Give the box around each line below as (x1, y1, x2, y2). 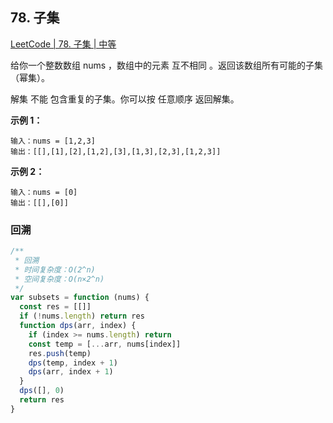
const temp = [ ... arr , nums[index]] (28, 339, 182, 349)
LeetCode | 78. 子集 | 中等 (10, 38, 117, 50)
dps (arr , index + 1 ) (28, 367, 114, 377)
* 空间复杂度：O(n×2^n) (14, 274, 105, 284)
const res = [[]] (19, 302, 92, 312)
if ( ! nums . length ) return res (19, 311, 145, 322)
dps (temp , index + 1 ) (28, 358, 118, 368)
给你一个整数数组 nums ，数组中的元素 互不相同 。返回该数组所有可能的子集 (10, 59, 323, 71)
